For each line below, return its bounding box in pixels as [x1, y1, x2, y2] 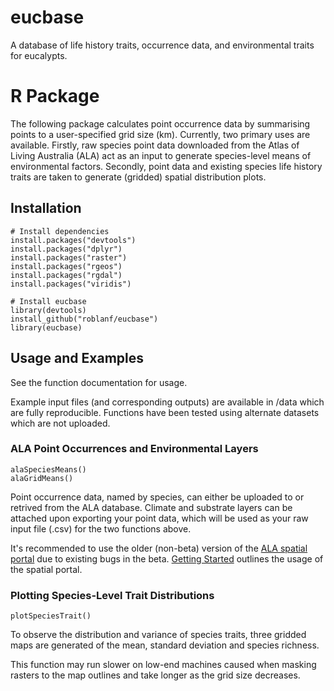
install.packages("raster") [10, 252, 128, 263]
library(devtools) [10, 305, 87, 315]
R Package [10, 85, 100, 108]
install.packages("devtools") [10, 235, 137, 245]
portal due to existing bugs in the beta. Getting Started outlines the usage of [10, 552, 324, 565]
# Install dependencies [10, 226, 110, 236]
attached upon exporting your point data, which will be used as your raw [10, 512, 309, 524]
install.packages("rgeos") [10, 261, 123, 271]
